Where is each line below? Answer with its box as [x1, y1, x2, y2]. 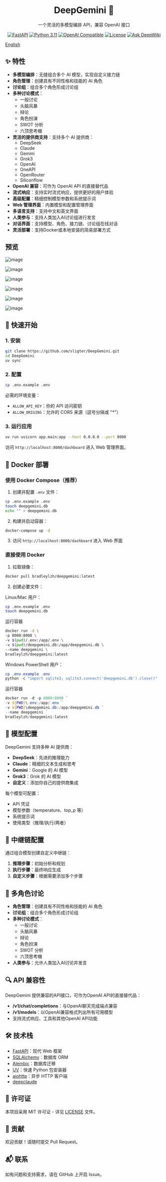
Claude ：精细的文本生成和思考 [12, 761, 76, 767]
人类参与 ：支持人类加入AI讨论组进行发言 [12, 214, 96, 220]
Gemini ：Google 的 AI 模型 [12, 767, 68, 773]
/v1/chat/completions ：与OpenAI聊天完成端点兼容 [12, 1003, 117, 1009]
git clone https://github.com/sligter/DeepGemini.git [5, 349, 120, 354]
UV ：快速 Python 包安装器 [12, 1067, 67, 1073]
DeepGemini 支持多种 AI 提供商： [5, 744, 74, 750]
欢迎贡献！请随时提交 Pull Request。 [5, 1139, 80, 1145]
